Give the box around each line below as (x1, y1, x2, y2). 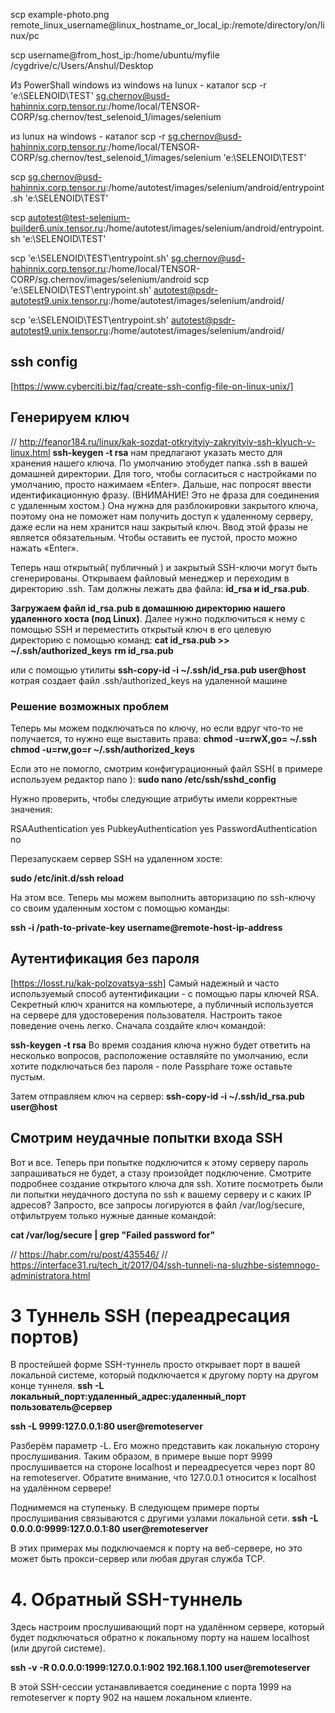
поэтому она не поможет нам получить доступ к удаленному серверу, (10, 510, 314, 522)
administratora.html (10, 1269, 91, 1281)
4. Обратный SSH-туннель (10, 1588, 243, 1611)
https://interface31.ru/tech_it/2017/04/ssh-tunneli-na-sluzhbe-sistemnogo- (10, 1259, 320, 1271)
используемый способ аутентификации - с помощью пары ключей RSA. (10, 987, 320, 999)
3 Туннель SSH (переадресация (10, 1304, 291, 1327)
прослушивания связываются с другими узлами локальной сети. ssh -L (10, 1512, 319, 1524)
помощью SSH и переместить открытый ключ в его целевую (10, 623, 272, 635)
